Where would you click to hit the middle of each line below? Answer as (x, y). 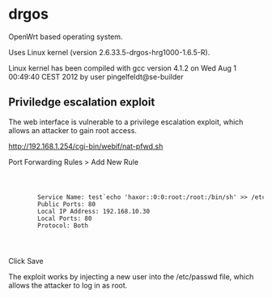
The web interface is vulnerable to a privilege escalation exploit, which (126, 122)
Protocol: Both (63, 225)
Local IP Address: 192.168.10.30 (94, 211)
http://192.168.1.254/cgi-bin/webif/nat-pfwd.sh (86, 146)
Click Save (26, 261)
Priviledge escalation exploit (82, 102)
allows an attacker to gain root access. (73, 130)
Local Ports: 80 (65, 218)
